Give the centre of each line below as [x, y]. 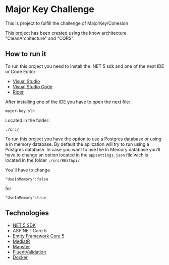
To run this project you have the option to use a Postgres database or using [83, 139]
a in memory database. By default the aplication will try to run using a [77, 144]
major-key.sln [20, 111]
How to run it [26, 54]
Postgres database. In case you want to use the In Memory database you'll [83, 149]
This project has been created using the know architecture [66, 33]
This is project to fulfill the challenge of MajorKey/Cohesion [67, 23]
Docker [20, 257]
